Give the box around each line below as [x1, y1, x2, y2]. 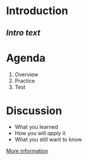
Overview [14, 71, 38, 78]
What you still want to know [14, 136, 82, 143]
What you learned [14, 123, 58, 130]
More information [6, 148, 48, 155]
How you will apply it [14, 130, 66, 137]
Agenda [6, 51, 45, 64]
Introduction [6, 4, 69, 18]
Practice [14, 77, 35, 84]
